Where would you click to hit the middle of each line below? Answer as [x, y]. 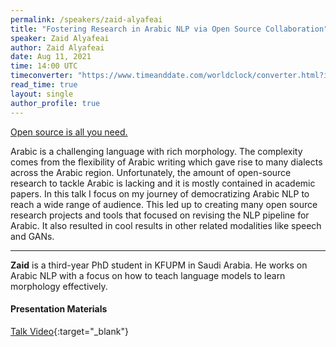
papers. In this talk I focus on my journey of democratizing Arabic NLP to [160, 193]
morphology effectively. [59, 286]
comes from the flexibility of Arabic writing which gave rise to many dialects [166, 162]
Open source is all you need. [69, 132]
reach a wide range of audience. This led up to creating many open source [164, 204]
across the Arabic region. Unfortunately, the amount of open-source [151, 172]
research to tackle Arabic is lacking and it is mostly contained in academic [163, 183]
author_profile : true [55, 103]
